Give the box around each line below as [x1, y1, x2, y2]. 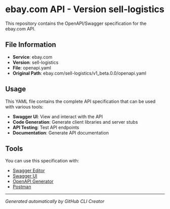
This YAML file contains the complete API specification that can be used [5, 98, 156, 104]
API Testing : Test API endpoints [12, 124, 79, 130]
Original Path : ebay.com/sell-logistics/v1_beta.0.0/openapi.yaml [12, 70, 147, 76]
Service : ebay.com [12, 54, 53, 60]
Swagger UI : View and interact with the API [12, 113, 103, 120]
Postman [12, 184, 31, 190]
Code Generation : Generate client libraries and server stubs [12, 119, 138, 125]
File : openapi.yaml [12, 64, 52, 71]
